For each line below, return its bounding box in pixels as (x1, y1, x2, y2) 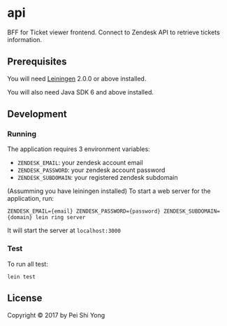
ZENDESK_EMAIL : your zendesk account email (17, 159, 143, 167)
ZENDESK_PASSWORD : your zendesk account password (17, 166, 166, 174)
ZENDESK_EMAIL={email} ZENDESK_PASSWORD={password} (7, 208, 161, 215)
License (7, 292, 43, 304)
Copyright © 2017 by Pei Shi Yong (7, 311, 105, 319)
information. (7, 35, 43, 43)
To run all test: (7, 260, 49, 268)
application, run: (7, 194, 54, 203)
